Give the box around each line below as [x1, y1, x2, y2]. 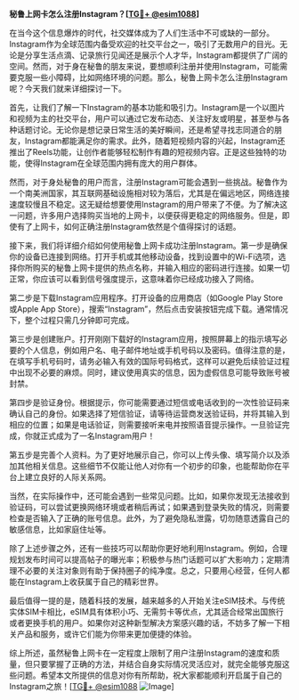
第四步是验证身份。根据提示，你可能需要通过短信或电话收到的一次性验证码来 [9, 397, 290, 408]
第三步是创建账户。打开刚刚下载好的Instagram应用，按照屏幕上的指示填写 [9, 334, 280, 344]
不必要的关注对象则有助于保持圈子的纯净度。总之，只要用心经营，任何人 [16, 566, 282, 575]
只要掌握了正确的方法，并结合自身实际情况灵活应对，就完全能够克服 [32, 659, 282, 669]
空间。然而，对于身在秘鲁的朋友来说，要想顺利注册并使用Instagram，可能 [9, 61, 280, 71]
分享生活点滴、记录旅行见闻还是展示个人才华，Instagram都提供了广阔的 [24, 50, 287, 61]
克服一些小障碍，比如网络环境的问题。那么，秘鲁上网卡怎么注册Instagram [16, 72, 287, 83]
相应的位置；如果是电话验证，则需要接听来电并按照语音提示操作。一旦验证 [9, 419, 282, 430]
